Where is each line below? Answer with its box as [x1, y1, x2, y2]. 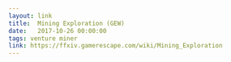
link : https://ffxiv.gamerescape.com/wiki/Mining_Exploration [8, 42, 223, 50]
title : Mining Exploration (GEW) [8, 19, 126, 27]
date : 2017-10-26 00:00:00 [8, 27, 107, 35]
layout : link [8, 11, 53, 20]
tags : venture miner [8, 34, 79, 43]
